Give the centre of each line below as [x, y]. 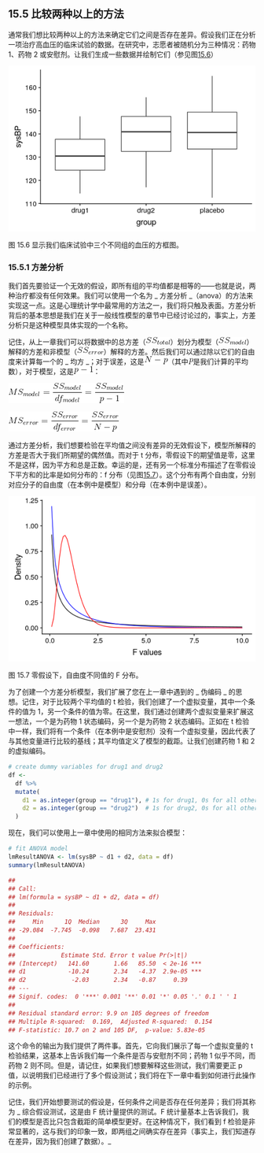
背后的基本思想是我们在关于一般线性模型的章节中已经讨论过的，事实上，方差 [132, 315]
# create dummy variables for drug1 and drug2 [86, 767]
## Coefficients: [37, 947]
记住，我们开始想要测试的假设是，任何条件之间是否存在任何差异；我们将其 [128, 1102]
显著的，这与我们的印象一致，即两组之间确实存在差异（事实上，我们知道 [132, 1132]
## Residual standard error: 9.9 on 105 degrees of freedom [109, 1013]
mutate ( [28, 792]
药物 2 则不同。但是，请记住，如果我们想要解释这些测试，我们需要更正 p [125, 1066]
